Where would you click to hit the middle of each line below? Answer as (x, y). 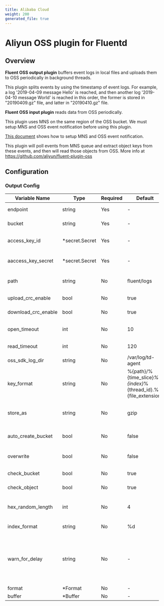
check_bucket (24, 474)
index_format (22, 527)
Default (145, 198)
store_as (17, 413)
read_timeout (23, 346)
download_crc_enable (32, 312)
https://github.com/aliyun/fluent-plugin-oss (49, 156)
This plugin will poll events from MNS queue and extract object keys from (79, 146)
